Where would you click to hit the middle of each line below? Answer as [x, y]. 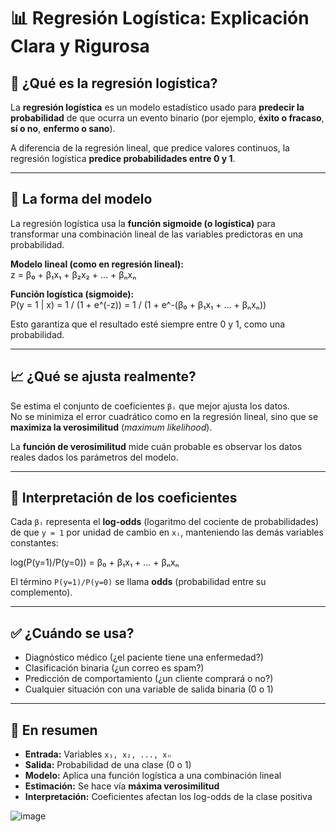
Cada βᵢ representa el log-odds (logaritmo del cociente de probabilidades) [165, 522]
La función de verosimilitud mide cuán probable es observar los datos [156, 446]
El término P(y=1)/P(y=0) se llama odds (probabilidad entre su [138, 582]
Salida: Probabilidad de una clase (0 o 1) [108, 765]
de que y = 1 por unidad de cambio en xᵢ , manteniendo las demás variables [167, 532]
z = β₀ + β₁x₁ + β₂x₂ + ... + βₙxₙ [73, 274]
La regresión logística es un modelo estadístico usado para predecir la [157, 107]
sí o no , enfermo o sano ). [63, 128]
